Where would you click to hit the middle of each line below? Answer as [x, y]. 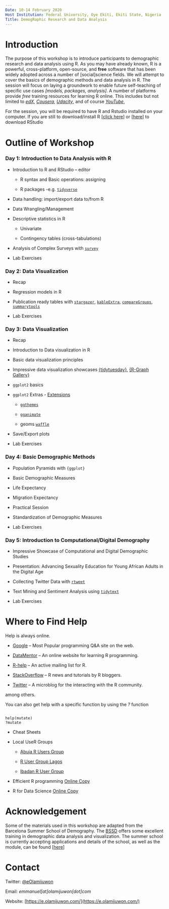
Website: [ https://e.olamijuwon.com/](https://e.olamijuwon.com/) [73, 901]
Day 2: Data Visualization [37, 271]
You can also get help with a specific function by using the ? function [77, 704]
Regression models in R [37, 292]
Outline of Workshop [50, 143]
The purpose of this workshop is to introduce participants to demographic [82, 58]
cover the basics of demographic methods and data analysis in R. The [78, 80]
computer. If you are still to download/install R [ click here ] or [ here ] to [77, 117]
